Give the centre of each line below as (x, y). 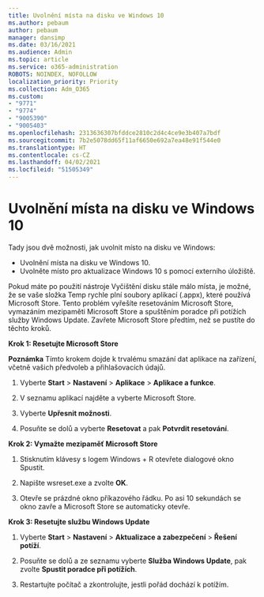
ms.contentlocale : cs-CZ (49, 155)
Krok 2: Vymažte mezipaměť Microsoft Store (83, 444)
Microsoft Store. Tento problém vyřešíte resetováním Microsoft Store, (121, 303)
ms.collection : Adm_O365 (49, 89)
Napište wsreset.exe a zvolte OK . (74, 482)
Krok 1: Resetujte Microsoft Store (63, 344)
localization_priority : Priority (63, 81)
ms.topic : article (38, 60)
